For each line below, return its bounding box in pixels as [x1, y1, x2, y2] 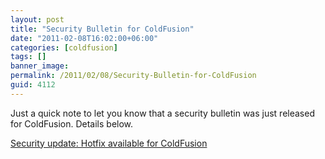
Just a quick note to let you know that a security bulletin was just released [10, 107, 315, 119]
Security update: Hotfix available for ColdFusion [10, 137, 208, 149]
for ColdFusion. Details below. [10, 117, 134, 130]
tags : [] [10, 52, 47, 62]
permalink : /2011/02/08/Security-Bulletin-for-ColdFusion [10, 71, 257, 81]
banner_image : [10, 61, 70, 71]
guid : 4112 [10, 80, 56, 90]
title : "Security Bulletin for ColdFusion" [10, 24, 195, 34]
